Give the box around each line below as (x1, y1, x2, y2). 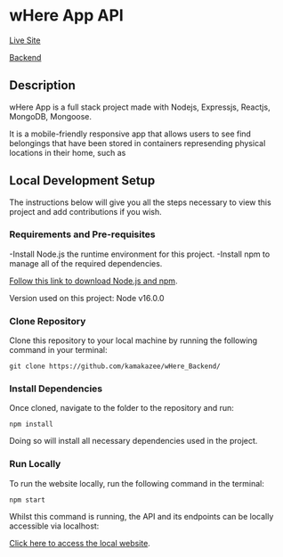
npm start (9, 496, 46, 504)
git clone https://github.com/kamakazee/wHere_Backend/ (9, 362, 221, 371)
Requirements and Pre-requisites (9, 228, 156, 241)
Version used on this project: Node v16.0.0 (9, 292, 165, 303)
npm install (9, 420, 53, 429)
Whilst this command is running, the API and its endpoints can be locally (9, 511, 274, 521)
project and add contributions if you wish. (9, 206, 162, 217)
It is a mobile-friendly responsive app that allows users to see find (9, 128, 252, 139)
